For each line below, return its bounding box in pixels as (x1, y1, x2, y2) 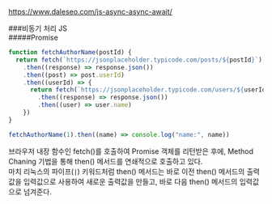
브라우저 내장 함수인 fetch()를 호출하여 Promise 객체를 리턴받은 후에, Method (8, 146, 253, 156)
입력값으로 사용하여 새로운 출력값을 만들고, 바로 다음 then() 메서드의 (23, 176, 238, 186)
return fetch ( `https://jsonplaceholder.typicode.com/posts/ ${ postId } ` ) (15, 56, 263, 64)
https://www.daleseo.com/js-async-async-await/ (8, 7, 172, 16)
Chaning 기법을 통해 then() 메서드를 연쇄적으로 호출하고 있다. (8, 156, 203, 166)
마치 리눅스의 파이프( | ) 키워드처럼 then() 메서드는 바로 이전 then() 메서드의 (8, 166, 245, 176)
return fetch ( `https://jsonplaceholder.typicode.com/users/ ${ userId (29, 86, 266, 94)
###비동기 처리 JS (8, 23, 67, 33)
